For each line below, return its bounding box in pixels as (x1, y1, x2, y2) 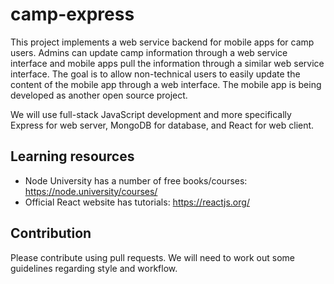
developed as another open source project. (10, 89, 188, 101)
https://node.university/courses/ (24, 185, 158, 197)
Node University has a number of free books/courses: (24, 174, 248, 187)
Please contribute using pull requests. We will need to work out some (10, 251, 295, 263)
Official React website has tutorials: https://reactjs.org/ (24, 196, 250, 208)
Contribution (10, 225, 92, 242)
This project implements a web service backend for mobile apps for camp (10, 36, 315, 48)
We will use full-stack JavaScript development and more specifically (10, 108, 292, 120)
